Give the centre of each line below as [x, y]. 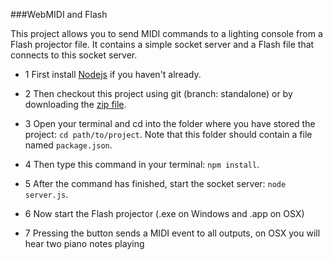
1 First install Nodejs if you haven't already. [113, 74]
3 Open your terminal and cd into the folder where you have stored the [170, 123]
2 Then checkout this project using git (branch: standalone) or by [158, 93]
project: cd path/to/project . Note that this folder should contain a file [168, 134]
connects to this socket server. [74, 55]
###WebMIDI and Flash [59, 14]
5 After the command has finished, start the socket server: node [155, 183]
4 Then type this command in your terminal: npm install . [142, 164]
